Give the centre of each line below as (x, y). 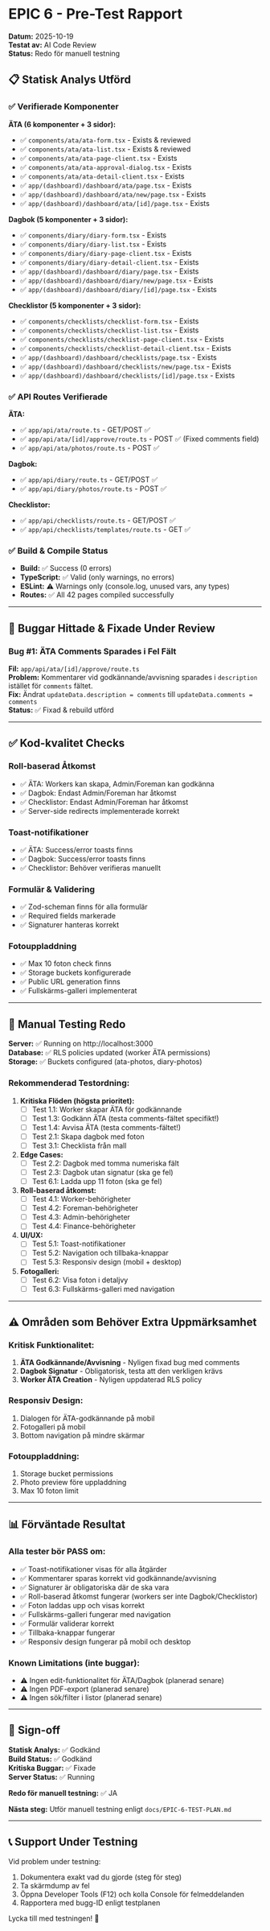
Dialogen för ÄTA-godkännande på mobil (87, 1418)
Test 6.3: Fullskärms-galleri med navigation (103, 1289)
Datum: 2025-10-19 (41, 36)
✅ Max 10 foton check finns (65, 963)
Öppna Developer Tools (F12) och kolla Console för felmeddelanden (132, 1894)
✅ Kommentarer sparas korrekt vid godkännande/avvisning (118, 1578)
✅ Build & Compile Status (58, 551)
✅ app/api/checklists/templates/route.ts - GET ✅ (105, 529)
